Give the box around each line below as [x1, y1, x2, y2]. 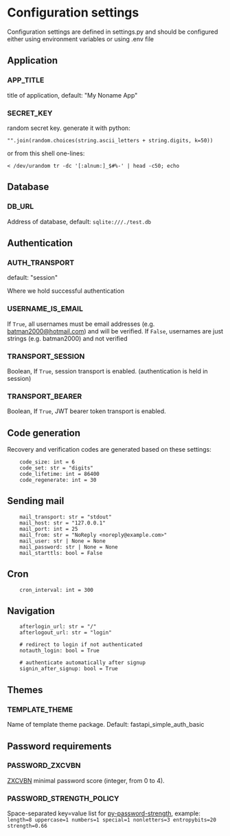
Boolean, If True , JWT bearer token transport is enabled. [7, 407, 166, 415]
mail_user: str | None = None [19, 538, 106, 544]
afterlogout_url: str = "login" [19, 629, 112, 637]
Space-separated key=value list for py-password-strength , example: [7, 809, 200, 817]
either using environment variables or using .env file [7, 34, 154, 43]
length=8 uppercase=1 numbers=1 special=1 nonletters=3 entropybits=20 [7, 817, 216, 824]
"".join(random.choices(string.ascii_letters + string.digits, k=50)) [7, 137, 214, 144]
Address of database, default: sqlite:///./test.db [7, 217, 152, 225]
